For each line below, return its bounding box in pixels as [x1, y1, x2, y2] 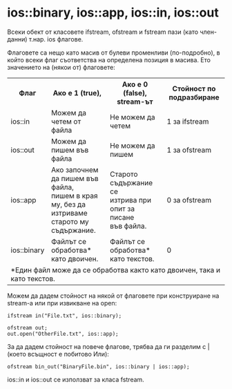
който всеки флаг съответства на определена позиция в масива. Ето [7, 55, 211, 64]
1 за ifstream [166, 116, 209, 126]
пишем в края [50, 191, 98, 200]
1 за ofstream [166, 145, 212, 155]
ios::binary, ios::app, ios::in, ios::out [7, 5, 219, 21]
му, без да [50, 199, 86, 209]
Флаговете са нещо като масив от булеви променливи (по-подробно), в [7, 48, 220, 57]
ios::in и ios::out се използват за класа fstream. [7, 375, 145, 383]
